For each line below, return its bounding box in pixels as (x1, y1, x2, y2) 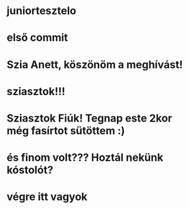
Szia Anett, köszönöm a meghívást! (6, 58, 183, 71)
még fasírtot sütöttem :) (6, 124, 125, 137)
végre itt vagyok (6, 190, 88, 204)
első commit (6, 31, 68, 45)
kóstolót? (6, 163, 53, 177)
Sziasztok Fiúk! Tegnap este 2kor (6, 112, 173, 124)
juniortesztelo (6, 4, 76, 18)
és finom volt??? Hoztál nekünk (6, 151, 163, 164)
